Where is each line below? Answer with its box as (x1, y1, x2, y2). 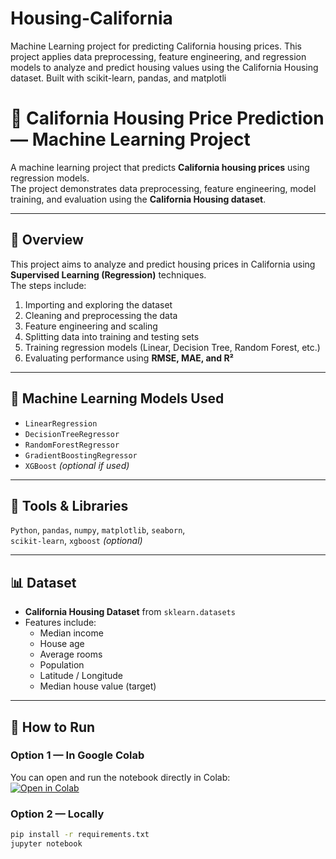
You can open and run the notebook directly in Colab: (10, 771, 231, 783)
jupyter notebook (10, 838, 83, 849)
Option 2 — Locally (10, 807, 105, 821)
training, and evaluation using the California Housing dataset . (10, 193, 267, 205)
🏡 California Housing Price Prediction (10, 107, 325, 130)
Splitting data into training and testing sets (24, 330, 200, 342)
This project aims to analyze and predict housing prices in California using (10, 258, 316, 270)
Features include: (24, 617, 97, 629)
